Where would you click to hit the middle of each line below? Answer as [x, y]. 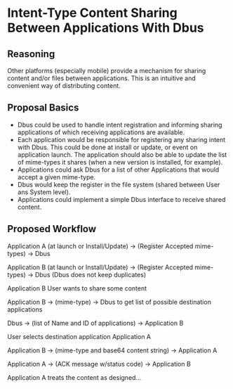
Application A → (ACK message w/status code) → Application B [99, 364]
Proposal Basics [43, 108]
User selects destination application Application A [79, 336]
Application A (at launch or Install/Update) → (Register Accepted [100, 246]
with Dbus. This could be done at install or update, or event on [107, 147]
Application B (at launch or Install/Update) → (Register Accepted [100, 267]
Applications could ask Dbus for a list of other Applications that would [118, 170]
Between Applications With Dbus [106, 28]
